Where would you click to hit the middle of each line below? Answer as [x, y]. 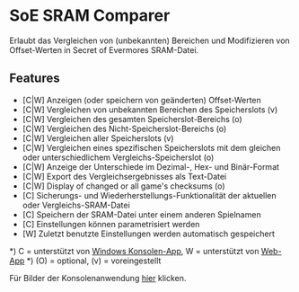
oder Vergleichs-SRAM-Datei [76, 205]
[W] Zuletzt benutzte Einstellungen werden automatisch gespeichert [149, 234]
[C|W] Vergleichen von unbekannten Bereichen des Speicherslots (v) [150, 110]
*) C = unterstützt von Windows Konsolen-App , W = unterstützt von [134, 251]
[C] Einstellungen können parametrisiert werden [111, 224]
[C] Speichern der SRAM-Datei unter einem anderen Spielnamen [142, 214]
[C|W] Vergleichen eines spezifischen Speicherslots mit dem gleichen [151, 147]
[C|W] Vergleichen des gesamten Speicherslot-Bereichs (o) [132, 119]
